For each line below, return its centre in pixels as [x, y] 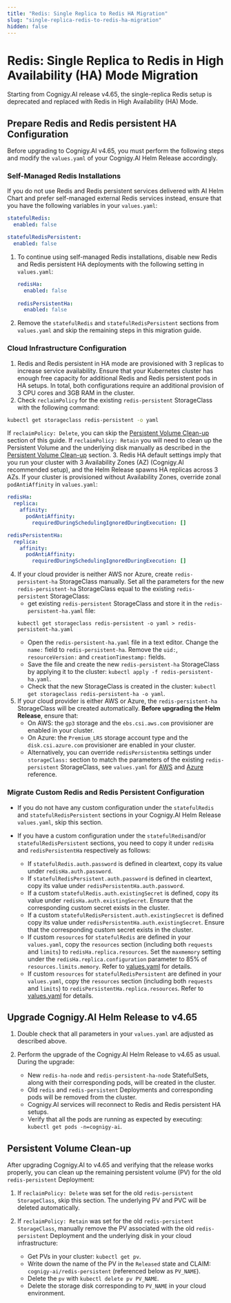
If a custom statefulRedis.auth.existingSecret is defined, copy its [123, 893]
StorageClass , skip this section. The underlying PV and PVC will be [112, 1200]
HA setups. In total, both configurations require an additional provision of [120, 385]
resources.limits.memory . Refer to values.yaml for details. [110, 966]
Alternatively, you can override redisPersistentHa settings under [119, 753]
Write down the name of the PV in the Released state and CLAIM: [119, 1264]
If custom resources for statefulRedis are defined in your [109, 937]
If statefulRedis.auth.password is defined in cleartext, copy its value [125, 863]
